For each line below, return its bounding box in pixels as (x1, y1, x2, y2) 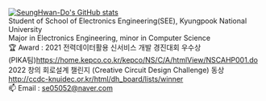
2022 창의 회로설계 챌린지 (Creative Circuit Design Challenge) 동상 (8, 65, 225, 75)
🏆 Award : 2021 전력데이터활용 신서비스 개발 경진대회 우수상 (8, 42, 202, 52)
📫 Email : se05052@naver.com (8, 83, 113, 92)
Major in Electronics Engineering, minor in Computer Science (8, 33, 211, 42)
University (8, 25, 43, 34)
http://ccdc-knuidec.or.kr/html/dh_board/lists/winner (8, 75, 184, 83)
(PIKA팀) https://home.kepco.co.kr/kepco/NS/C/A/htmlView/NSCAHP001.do (8, 55, 258, 64)
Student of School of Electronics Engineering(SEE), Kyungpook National (8, 16, 247, 26)
